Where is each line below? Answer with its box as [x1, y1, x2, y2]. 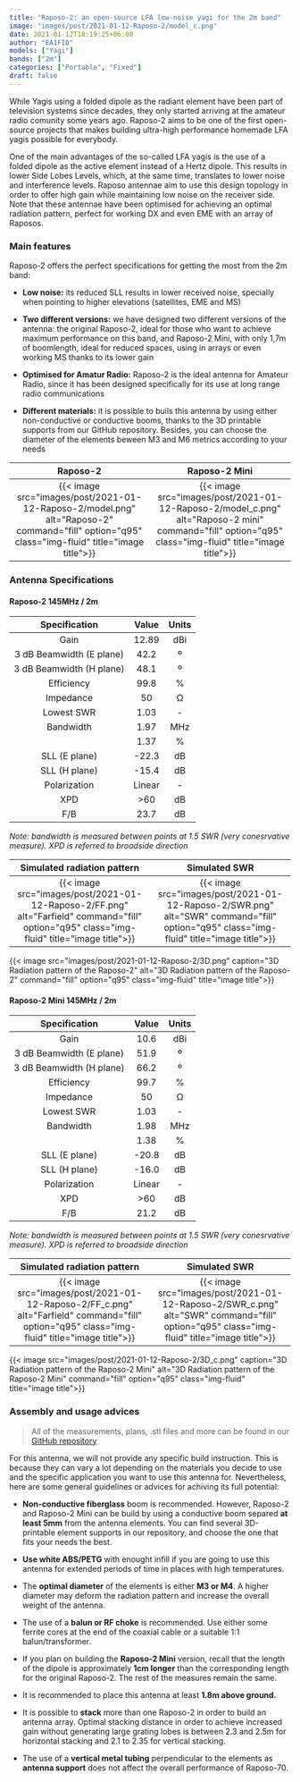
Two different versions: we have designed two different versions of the [21, 314, 287, 325]
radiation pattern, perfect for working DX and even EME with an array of [9, 207, 274, 219]
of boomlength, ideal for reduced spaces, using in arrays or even [21, 342, 262, 353]
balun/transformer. [21, 1635, 92, 1646]
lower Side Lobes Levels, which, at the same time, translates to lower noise [9, 170, 286, 181]
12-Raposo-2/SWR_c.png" [162, 1298, 279, 1311]
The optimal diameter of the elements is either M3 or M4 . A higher [21, 1580, 270, 1592]
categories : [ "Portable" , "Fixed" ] [9, 63, 142, 72]
